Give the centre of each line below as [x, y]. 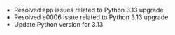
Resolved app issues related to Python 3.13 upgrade [89, 10]
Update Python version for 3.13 [58, 24]
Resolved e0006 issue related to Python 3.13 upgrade [91, 17]
